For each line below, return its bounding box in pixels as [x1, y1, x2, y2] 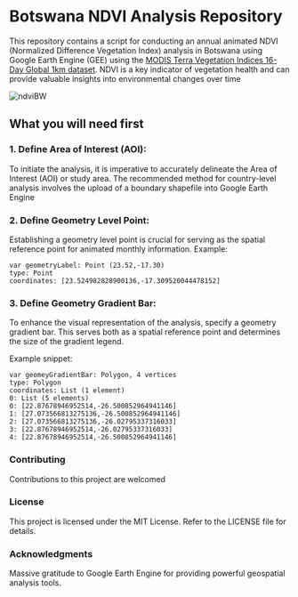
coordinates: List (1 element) [9, 386, 125, 395]
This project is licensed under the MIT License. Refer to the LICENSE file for [9, 516, 286, 527]
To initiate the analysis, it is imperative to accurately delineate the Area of [9, 163, 278, 174]
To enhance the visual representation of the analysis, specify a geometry [9, 318, 277, 328]
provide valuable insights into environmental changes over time [9, 73, 242, 84]
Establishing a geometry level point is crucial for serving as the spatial [9, 234, 265, 245]
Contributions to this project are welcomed [9, 473, 166, 484]
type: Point [9, 269, 53, 278]
